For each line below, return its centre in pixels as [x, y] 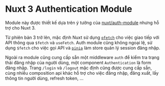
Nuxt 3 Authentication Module [69, 9]
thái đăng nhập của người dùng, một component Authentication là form [78, 62]
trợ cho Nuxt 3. [21, 28]
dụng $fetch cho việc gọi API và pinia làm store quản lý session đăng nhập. [83, 48]
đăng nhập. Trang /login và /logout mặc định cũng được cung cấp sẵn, [79, 68]
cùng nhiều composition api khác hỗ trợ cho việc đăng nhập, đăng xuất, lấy [82, 73]
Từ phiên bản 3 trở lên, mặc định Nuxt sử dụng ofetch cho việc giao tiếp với [82, 37]
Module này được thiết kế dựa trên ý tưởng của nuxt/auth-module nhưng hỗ [82, 23]
